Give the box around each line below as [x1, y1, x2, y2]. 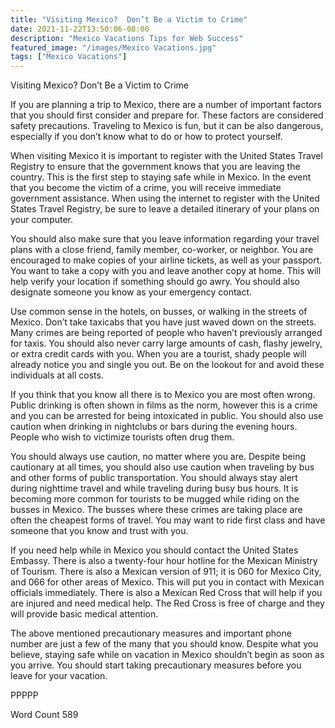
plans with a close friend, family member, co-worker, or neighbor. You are [10, 244, 314, 256]
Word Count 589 [10, 709, 79, 721]
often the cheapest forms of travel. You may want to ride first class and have [10, 514, 326, 526]
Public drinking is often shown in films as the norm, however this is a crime [10, 399, 318, 411]
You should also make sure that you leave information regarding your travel [10, 233, 320, 245]
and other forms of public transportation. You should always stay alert [10, 472, 298, 484]
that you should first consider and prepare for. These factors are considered [10, 109, 324, 121]
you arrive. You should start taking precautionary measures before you [10, 659, 302, 671]
